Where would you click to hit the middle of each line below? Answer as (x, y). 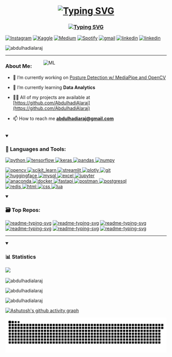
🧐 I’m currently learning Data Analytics (54, 87)
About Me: (19, 66)
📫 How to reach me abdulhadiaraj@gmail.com (63, 118)
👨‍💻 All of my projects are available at (51, 97)
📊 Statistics (21, 257)
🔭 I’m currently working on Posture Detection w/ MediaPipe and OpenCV (89, 77)
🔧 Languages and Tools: (36, 149)
